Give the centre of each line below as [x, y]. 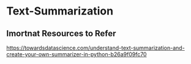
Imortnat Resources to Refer [61, 34]
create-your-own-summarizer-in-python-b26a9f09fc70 [77, 54]
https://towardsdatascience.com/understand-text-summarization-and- [95, 48]
